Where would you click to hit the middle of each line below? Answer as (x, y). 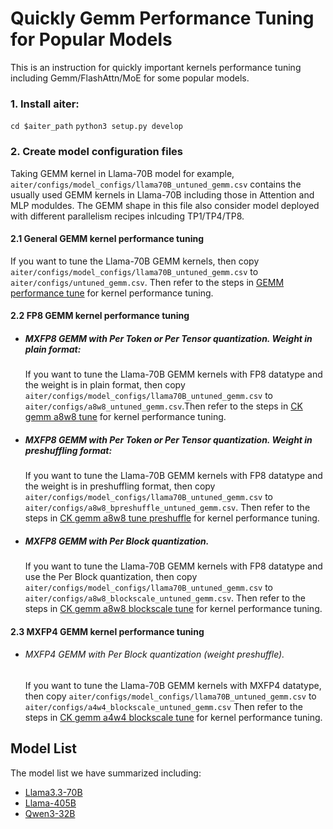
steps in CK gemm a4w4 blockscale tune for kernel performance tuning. (173, 718)
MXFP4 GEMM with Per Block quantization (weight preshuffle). (154, 654)
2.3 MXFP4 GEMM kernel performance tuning (107, 631)
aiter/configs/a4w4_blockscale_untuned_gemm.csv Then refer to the (163, 707)
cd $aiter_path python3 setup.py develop (96, 127)
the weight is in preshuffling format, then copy (120, 486)
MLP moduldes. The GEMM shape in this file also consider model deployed (165, 205)
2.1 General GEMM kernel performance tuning (107, 239)
